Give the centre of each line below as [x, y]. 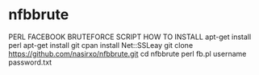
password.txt [30, 62]
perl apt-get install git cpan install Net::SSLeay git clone [101, 45]
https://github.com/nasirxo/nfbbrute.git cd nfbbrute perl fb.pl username [127, 53]
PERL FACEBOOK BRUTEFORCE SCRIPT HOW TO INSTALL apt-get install [130, 37]
